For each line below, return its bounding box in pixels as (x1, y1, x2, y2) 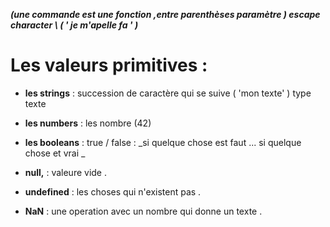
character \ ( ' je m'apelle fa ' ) (10, 19, 139, 31)
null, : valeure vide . (24, 166, 108, 178)
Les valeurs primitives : (10, 54, 208, 77)
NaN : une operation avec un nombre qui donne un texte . (24, 205, 263, 217)
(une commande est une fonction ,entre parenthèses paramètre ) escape (10, 9, 321, 20)
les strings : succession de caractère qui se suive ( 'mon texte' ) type (24, 87, 312, 99)
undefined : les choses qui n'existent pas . (24, 185, 202, 198)
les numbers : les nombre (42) (24, 117, 152, 129)
